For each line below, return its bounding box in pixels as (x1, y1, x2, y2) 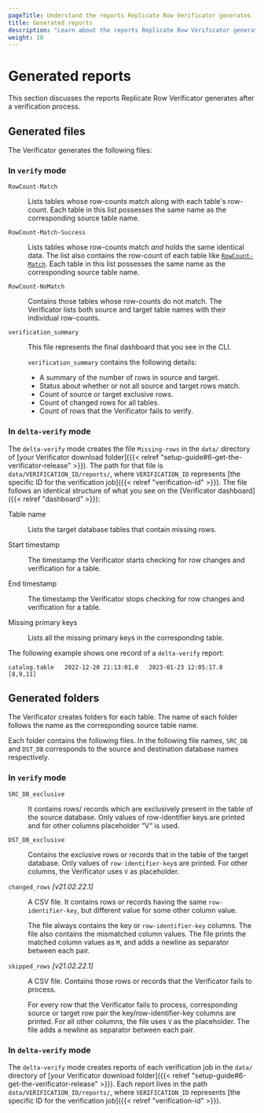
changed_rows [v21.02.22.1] (8, 882, 93, 891)
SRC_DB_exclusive (8, 790, 65, 798)
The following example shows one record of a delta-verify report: (8, 648, 224, 657)
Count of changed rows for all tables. (38, 398, 159, 408)
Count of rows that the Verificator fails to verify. (38, 406, 194, 416)
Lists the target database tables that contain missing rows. (27, 524, 217, 534)
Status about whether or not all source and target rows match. (38, 381, 241, 390)
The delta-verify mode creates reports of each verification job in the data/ (8, 1063, 253, 1071)
